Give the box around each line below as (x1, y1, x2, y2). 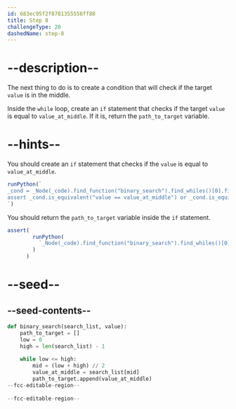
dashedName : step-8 (7, 30, 65, 37)
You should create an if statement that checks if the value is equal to (7, 160, 209, 169)
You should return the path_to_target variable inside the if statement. (7, 213, 211, 221)
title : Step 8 (7, 17, 49, 24)
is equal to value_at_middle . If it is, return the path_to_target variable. (7, 112, 209, 120)
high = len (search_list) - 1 (20, 342, 105, 350)
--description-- (7, 60, 100, 76)
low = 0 (20, 336, 42, 343)
